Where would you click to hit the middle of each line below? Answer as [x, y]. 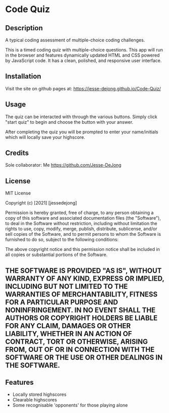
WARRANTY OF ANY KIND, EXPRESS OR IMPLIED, [85, 278]
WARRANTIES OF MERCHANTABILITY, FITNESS [81, 294]
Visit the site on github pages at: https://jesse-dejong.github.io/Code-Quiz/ [83, 88]
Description [24, 28]
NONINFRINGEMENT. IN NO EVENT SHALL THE [80, 310]
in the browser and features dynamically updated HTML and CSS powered [82, 55]
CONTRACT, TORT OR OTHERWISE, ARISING [76, 342]
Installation [23, 76]
